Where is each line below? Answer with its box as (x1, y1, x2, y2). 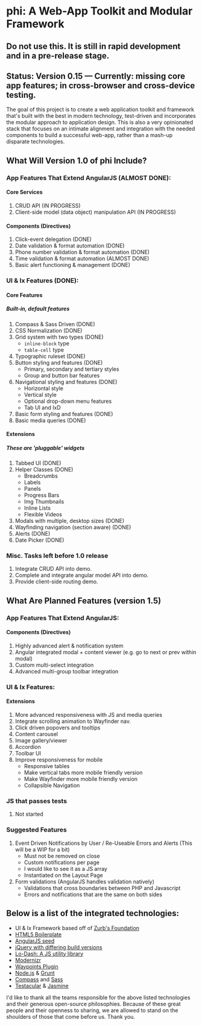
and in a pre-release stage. (6, 50, 110, 61)
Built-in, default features (6, 305, 70, 312)
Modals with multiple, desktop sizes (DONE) (14, 518, 125, 525)
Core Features (6, 291, 43, 298)
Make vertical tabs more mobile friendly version (24, 769, 143, 777)
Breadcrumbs (24, 472, 58, 479)
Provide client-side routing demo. (14, 578, 98, 585)
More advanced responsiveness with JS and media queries (14, 711, 163, 719)
